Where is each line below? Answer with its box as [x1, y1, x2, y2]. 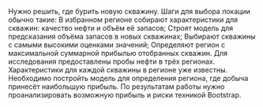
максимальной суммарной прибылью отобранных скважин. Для [8, 49, 228, 57]
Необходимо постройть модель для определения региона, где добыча [8, 74, 249, 83]
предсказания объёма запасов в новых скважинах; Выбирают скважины [8, 31, 256, 41]
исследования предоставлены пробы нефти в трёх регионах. [8, 57, 216, 66]
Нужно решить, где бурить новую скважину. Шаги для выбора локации [8, 7, 250, 16]
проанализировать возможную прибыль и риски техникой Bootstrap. [8, 90, 242, 99]
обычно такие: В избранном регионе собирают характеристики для [8, 15, 239, 24]
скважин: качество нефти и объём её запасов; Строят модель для [8, 24, 234, 32]
